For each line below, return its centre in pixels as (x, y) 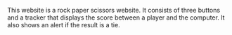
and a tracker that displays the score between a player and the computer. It (116, 17)
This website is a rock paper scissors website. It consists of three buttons (114, 10)
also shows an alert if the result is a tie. (64, 25)
